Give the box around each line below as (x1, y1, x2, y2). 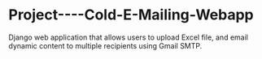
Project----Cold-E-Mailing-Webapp (8, 6, 254, 24)
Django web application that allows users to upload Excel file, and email (8, 32, 248, 42)
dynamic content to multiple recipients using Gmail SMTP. (8, 40, 203, 50)
